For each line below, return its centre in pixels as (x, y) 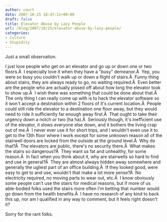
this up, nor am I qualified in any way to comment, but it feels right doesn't (82, 199)
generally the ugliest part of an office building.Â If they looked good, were (82, 167)
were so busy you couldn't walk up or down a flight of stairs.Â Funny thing (82, 77)
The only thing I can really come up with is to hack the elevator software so (82, 98)
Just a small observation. (31, 56)
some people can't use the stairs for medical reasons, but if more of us (78, 183)
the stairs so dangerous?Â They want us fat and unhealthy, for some (76, 151)
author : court (20, 10)
